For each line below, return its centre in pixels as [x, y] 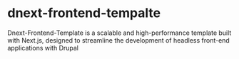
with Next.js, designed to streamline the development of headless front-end [118, 40]
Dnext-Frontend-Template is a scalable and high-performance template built [119, 33]
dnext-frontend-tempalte [84, 13]
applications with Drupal [43, 48]
